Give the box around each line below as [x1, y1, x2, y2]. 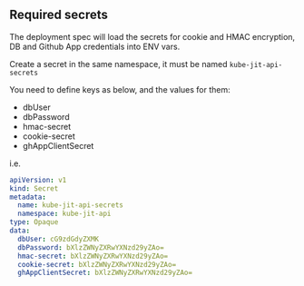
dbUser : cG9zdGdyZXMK [17, 234, 100, 243]
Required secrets [9, 7, 109, 23]
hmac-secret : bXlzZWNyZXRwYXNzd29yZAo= [17, 251, 169, 261]
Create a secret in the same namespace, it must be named [9, 58, 229, 69]
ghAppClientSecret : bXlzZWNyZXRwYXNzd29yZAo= [17, 268, 193, 278]
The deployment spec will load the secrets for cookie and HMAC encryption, [9, 31, 296, 42]
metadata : [9, 192, 47, 202]
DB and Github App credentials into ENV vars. [9, 41, 181, 52]
